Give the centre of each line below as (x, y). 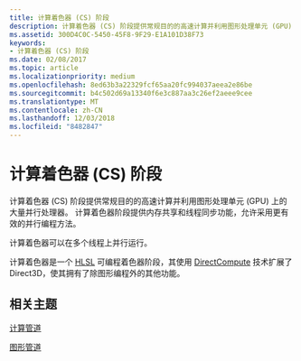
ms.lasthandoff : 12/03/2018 (62, 118)
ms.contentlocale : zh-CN (56, 110)
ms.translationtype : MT (54, 102)
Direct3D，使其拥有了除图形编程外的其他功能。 (97, 273)
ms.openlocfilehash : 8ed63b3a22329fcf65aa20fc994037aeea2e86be (131, 85)
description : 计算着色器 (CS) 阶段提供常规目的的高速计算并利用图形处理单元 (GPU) (151, 26)
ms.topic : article (44, 69)
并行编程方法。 (53, 223)
